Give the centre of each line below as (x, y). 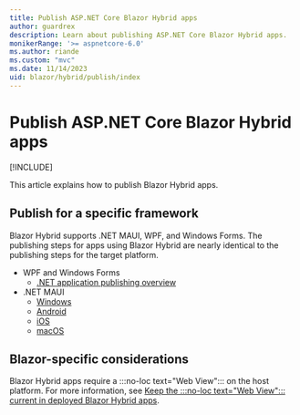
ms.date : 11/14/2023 (49, 69)
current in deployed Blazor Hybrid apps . (84, 400)
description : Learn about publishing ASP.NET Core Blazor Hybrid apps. (148, 35)
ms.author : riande (44, 52)
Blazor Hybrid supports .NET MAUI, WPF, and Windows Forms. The (136, 235)
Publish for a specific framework (104, 214)
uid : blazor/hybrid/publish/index (75, 78)
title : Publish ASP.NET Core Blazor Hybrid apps (103, 18)
